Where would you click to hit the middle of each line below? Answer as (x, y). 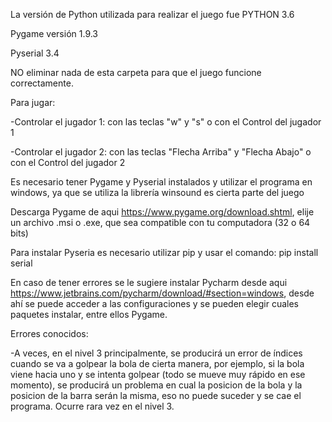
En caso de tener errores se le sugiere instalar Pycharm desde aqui (149, 282)
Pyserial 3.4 (35, 53)
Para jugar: (33, 102)
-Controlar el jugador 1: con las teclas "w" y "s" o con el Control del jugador (166, 122)
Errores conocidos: (49, 333)
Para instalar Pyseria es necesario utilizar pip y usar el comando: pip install (164, 252)
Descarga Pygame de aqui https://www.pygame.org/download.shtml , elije (162, 212)
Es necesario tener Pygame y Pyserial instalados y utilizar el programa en (161, 182)
